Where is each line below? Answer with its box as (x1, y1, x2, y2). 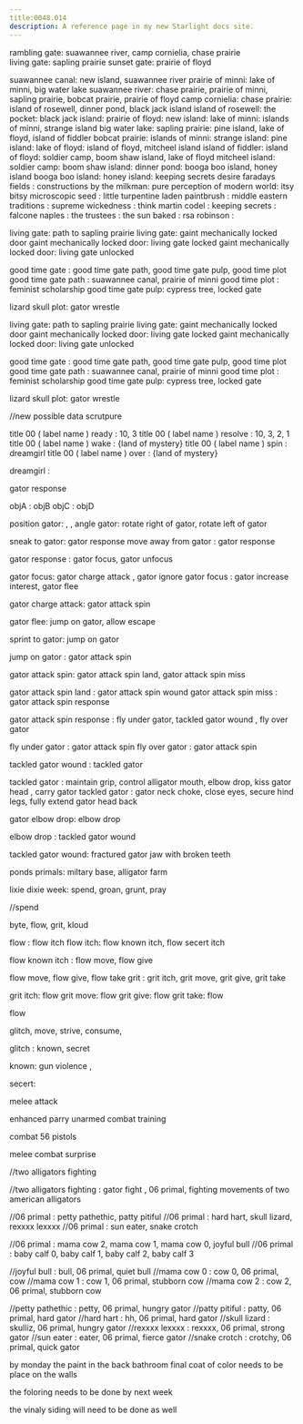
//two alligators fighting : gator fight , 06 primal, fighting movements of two (9, 1184, 289, 1195)
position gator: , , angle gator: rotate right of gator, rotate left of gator (9, 518, 268, 529)
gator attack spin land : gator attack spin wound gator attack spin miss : (9, 687, 278, 697)
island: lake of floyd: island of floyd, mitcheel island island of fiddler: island (9, 142, 288, 153)
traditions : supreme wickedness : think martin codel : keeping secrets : (9, 199, 277, 210)
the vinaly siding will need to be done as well (9, 1404, 177, 1415)
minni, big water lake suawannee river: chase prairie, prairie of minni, (9, 84, 268, 95)
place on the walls (9, 1368, 77, 1379)
